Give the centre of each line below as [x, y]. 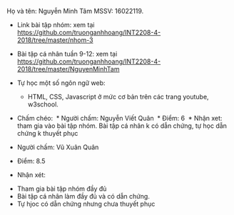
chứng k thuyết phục [47, 133]
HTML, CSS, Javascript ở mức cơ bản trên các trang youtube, [118, 97]
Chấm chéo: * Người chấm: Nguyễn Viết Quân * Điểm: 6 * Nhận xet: [119, 118]
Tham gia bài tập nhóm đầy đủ [62, 189]
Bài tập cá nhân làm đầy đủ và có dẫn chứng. [83, 196]
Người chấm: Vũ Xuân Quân [58, 147]
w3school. [43, 104]
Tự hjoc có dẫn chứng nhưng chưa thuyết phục [86, 204]
